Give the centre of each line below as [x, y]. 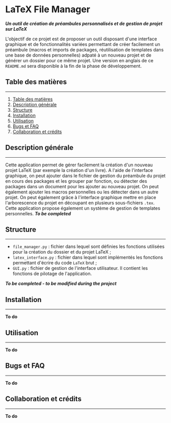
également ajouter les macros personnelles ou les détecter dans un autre [82, 192]
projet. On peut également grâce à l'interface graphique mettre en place [81, 197]
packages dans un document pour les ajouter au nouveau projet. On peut [82, 186]
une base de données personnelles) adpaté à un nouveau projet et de [78, 55]
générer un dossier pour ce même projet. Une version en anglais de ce [79, 60]
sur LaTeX [16, 29]
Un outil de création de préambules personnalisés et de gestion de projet [84, 23]
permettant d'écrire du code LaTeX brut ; [55, 263]
